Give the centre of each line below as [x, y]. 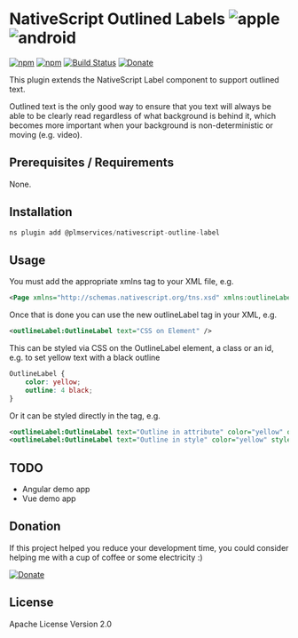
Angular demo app [56, 490]
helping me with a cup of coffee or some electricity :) [106, 557]
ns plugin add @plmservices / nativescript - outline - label [114, 232]
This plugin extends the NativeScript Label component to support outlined [144, 79]
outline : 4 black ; [59, 390]
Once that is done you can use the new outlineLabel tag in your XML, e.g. [143, 315]
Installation [41, 212]
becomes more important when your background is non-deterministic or [141, 125]
